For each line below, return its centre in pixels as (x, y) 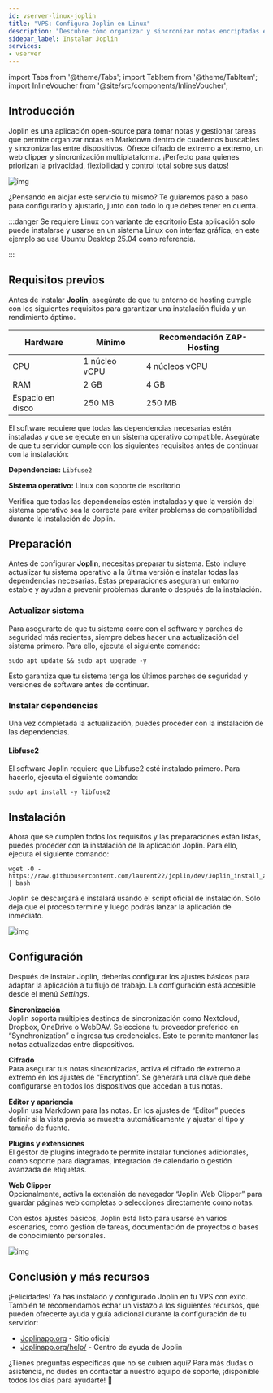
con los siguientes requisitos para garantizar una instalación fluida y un (127, 308)
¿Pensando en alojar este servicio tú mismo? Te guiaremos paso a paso (128, 197)
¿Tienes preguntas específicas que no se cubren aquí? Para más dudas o (131, 1362)
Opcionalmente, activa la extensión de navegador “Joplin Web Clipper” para (135, 1194)
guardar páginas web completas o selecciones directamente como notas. (131, 1202)
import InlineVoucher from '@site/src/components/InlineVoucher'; (119, 85)
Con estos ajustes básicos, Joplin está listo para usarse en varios (118, 1218)
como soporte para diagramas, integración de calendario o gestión (120, 1160)
